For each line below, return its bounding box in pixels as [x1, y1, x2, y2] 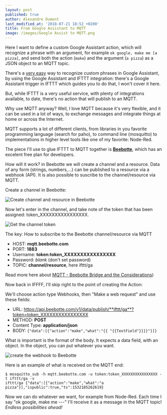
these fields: [5, 297, 31, 302]
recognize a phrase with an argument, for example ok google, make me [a [5, 50, 157, 56]
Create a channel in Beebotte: [5, 187, 66, 193]
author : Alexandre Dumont [5, 17, 59, 22]
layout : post [5, 7, 32, 13]
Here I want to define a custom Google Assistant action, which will [5, 45, 141, 50]
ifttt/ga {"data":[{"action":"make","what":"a [5, 380, 104, 385]
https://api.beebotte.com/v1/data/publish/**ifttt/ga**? [23, 306, 134, 312]
